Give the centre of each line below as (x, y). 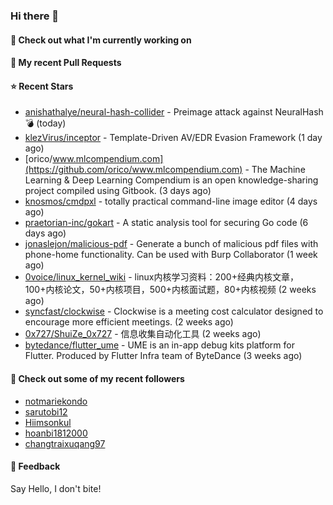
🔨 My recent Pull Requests (66, 63)
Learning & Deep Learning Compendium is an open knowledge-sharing (171, 180)
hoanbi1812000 (56, 433)
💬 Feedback (35, 466)
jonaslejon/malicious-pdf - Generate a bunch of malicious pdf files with (171, 244)
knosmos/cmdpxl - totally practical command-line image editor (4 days (171, 201)
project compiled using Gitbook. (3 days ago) (118, 191)
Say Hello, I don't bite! (56, 488)
